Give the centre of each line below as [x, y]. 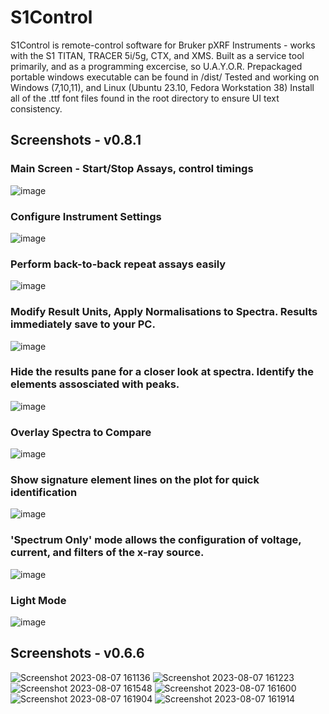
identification [44, 493]
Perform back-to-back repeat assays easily [118, 264]
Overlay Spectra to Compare [81, 432]
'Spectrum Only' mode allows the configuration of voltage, [156, 540]
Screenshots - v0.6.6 [77, 653]
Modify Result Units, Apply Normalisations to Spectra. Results [164, 312]
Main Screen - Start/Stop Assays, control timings [132, 169]
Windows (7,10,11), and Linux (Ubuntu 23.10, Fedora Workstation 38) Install [162, 87]
